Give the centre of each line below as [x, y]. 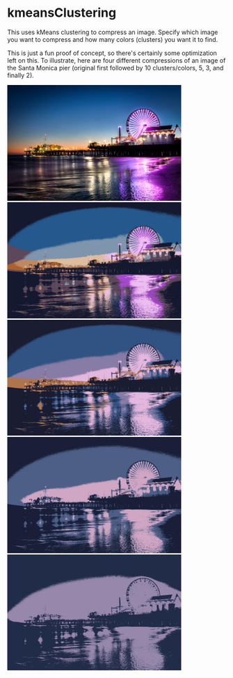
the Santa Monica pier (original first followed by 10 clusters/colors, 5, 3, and [115, 68]
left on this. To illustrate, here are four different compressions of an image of [116, 60]
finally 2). [21, 75]
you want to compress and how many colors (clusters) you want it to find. [113, 39]
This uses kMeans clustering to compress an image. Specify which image [113, 32]
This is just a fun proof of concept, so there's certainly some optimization [112, 53]
